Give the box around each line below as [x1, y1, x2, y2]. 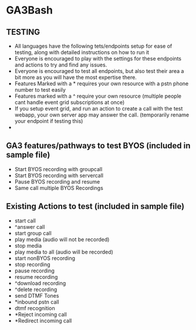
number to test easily [14, 86, 66, 93]
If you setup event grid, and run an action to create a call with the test [14, 105, 183, 112]
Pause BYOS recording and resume [14, 178, 100, 185]
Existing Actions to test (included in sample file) [6, 201, 185, 212]
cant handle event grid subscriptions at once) [14, 99, 125, 106]
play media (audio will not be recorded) [14, 236, 110, 243]
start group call [14, 229, 52, 236]
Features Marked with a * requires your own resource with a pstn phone [14, 80, 189, 87]
